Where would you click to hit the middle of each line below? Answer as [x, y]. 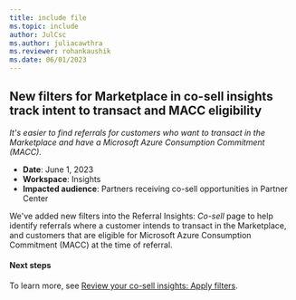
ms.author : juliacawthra [56, 43]
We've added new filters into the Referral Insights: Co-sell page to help [141, 216]
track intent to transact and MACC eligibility [136, 111]
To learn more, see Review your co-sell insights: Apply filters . [124, 285]
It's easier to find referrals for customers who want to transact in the [137, 132]
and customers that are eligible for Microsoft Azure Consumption [130, 235]
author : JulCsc [38, 34]
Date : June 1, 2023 [58, 169]
